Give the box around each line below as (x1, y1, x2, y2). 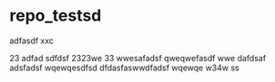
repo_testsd (9, 5, 102, 26)
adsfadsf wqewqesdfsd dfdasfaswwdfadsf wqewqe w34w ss (9, 62, 239, 73)
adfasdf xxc (9, 35, 55, 46)
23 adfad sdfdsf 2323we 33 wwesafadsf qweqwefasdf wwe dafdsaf (9, 52, 267, 63)
